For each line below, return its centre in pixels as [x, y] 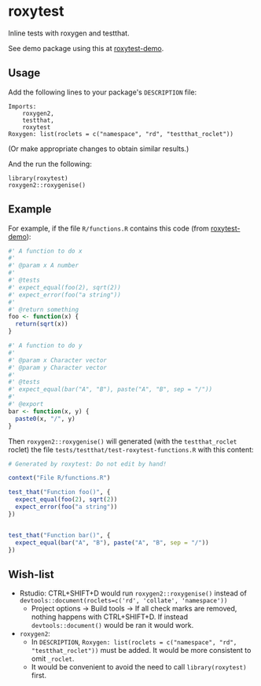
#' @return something [44, 309]
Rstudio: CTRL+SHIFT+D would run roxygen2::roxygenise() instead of [133, 593]
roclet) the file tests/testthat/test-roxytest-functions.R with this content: [131, 449]
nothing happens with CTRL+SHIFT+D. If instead [110, 617]
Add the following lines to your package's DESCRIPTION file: [103, 92]
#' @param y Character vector [58, 367]
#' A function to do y [45, 346]
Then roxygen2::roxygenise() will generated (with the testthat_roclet [123, 441]
